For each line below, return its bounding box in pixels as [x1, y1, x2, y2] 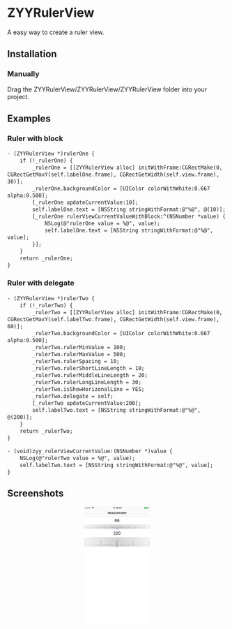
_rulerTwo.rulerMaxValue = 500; [32, 350, 127, 357]
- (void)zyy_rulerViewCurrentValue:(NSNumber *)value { [7, 447, 173, 454]
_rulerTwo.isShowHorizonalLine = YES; [32, 385, 145, 392]
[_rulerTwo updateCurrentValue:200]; [32, 399, 141, 406]
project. [7, 92, 30, 101]
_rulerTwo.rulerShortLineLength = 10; [32, 364, 145, 371]
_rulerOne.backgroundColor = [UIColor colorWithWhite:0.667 [32, 185, 210, 193]
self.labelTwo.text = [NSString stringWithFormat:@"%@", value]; [20, 461, 214, 468]
